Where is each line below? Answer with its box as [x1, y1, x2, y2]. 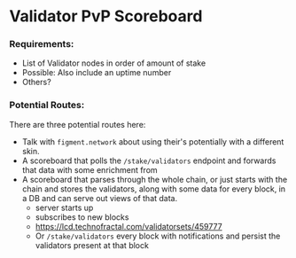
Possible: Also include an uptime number [21, 67, 172, 78]
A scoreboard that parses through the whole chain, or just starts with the [21, 174, 288, 184]
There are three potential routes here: [9, 119, 146, 129]
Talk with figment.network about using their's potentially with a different [21, 136, 284, 147]
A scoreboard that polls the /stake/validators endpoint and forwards [21, 155, 277, 166]
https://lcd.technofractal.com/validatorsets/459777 [35, 221, 223, 231]
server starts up [35, 202, 94, 213]
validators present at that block [35, 239, 149, 250]
